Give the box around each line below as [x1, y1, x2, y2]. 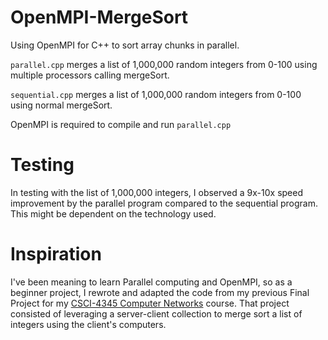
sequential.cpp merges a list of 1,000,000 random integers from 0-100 [10, 88, 302, 100]
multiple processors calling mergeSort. [10, 69, 170, 81]
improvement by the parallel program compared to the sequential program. [10, 197, 319, 209]
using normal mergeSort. [10, 99, 113, 111]
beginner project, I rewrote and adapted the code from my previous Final [10, 286, 310, 298]
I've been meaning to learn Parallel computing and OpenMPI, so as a [10, 276, 293, 288]
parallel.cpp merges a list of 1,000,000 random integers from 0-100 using [10, 58, 318, 70]
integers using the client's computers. [10, 318, 167, 330]
